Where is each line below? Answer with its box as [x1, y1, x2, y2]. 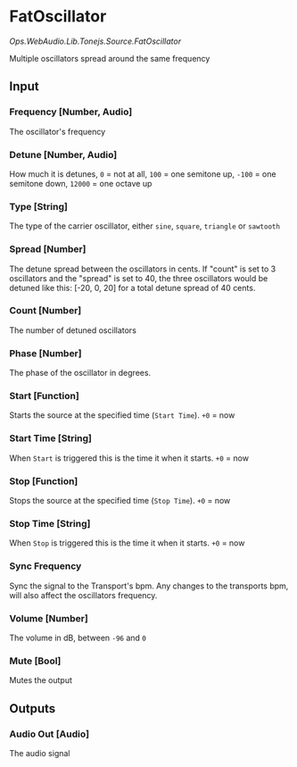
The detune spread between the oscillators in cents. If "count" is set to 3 [9, 263, 276, 274]
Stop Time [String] [9, 517, 91, 529]
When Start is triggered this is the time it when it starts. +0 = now [9, 453, 250, 463]
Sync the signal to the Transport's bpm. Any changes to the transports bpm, [9, 580, 289, 591]
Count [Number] [9, 304, 82, 317]
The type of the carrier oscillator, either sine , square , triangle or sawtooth [9, 221, 281, 231]
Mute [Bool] [9, 654, 62, 667]
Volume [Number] [9, 612, 89, 624]
